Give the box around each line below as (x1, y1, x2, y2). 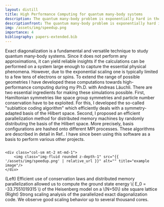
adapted (5, 110, 22, 116)
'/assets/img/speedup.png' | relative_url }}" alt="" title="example (5, 159, 150, 163)
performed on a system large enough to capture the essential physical (5, 63, 146, 69)
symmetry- (124, 105, 147, 111)
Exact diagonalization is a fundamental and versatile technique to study (5, 47, 148, 54)
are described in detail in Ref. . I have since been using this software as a (5, 131, 150, 137)
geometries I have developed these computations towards (5, 79, 122, 85)
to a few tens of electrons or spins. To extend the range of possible (5, 74, 140, 80)
